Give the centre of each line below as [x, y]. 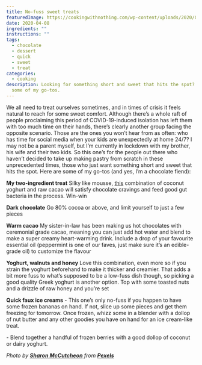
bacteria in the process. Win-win [47, 196]
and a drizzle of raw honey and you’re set [58, 288]
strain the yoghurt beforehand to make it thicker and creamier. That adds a [98, 269]
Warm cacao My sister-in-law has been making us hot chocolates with [94, 225]
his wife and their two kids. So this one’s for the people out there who [92, 152]
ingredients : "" [26, 29]
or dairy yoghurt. [27, 343]
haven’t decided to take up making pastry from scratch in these [85, 158]
